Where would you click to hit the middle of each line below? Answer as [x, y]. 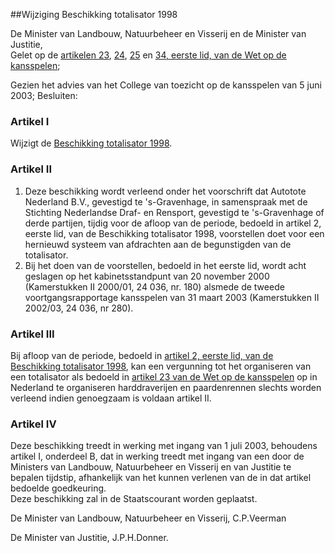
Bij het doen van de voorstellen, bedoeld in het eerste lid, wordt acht [165, 265]
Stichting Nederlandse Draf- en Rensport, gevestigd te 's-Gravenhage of [174, 212]
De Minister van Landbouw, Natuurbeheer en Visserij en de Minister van [158, 33]
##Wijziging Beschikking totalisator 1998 [94, 14]
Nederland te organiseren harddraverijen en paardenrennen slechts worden [166, 387]
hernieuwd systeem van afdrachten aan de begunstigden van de [158, 244]
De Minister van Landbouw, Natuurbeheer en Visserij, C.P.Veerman [148, 518]
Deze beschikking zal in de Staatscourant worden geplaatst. [134, 499]
